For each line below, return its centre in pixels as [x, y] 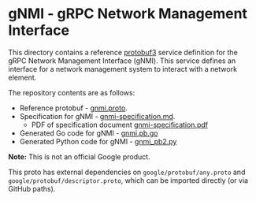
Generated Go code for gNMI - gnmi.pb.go [89, 133]
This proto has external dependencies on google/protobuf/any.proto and [127, 172]
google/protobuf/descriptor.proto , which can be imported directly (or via [128, 180]
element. [22, 77]
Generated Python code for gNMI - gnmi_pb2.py [98, 141]
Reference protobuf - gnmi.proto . [73, 108]
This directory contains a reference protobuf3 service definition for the [123, 52]
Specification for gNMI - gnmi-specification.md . [97, 116]
